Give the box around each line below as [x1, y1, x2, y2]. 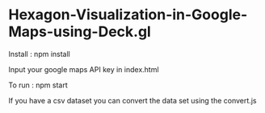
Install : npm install [8, 49, 71, 59]
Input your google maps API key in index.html [8, 64, 159, 74]
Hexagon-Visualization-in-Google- [8, 6, 248, 24]
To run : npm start [8, 80, 69, 90]
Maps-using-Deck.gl [8, 22, 151, 41]
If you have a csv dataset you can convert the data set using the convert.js [8, 95, 257, 105]
